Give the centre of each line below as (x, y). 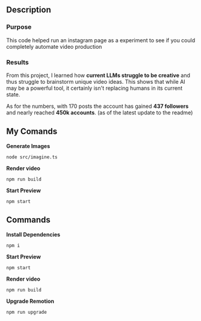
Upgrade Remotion (30, 301)
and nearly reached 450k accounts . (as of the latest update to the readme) (100, 112)
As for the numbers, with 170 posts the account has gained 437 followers (97, 106)
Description (29, 10)
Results (17, 62)
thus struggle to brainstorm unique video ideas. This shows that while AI (96, 81)
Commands (29, 220)
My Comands (32, 132)
